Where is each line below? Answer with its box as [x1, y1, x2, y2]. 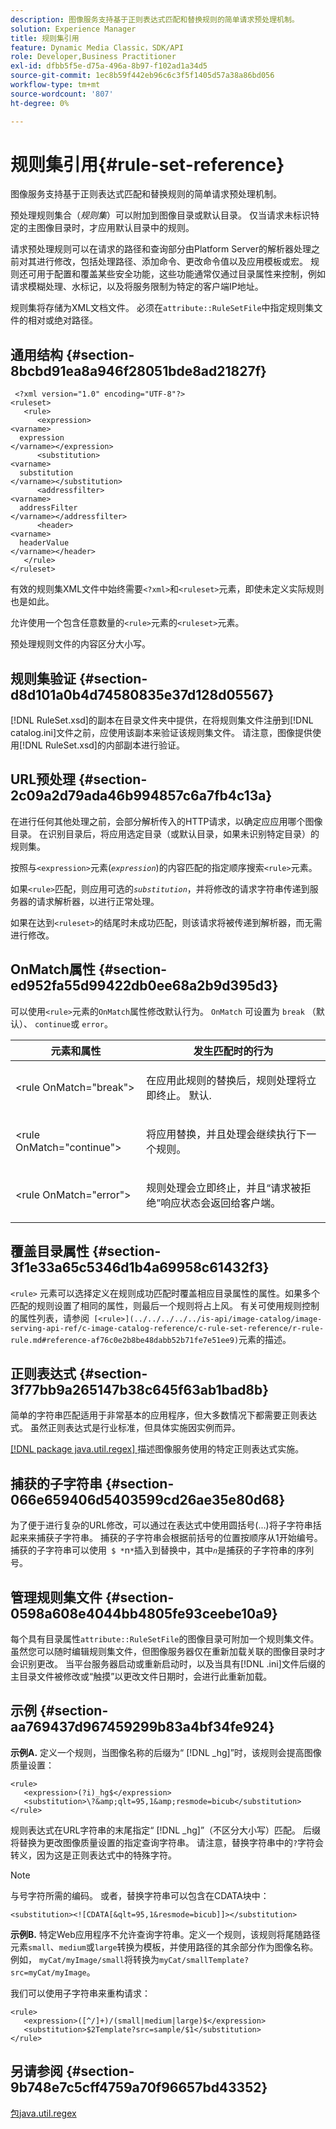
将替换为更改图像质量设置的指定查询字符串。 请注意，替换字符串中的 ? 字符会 [10, 1836, 325, 1848]
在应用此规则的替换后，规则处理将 [146, 1073, 307, 1087]
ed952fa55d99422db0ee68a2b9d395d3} [10, 977, 279, 995]
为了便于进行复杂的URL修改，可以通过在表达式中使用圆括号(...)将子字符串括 [10, 1519, 322, 1531]
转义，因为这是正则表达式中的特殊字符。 [10, 1849, 177, 1861]
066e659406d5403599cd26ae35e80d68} [10, 1491, 286, 1508]
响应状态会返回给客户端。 [160, 1196, 282, 1210]
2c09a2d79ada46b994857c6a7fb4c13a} [10, 787, 273, 805]
